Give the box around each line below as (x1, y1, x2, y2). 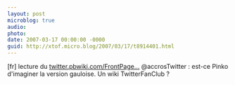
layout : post (7, 10, 46, 18)
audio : (7, 23, 27, 30)
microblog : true (7, 17, 55, 24)
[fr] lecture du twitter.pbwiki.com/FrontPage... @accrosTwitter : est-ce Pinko (7, 63, 229, 70)
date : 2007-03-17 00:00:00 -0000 (7, 37, 106, 44)
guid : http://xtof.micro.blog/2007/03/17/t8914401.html (7, 43, 174, 50)
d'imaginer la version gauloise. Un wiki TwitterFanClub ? (7, 70, 170, 78)
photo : (7, 30, 27, 37)
